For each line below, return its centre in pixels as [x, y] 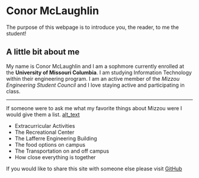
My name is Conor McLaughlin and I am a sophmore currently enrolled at [95, 66]
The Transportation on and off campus [62, 151]
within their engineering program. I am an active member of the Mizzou [93, 78]
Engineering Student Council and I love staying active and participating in [95, 85]
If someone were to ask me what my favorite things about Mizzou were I [94, 108]
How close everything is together [55, 157]
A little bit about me [43, 52]
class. [13, 91]
